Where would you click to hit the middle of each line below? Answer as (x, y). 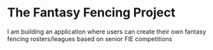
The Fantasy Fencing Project (91, 13)
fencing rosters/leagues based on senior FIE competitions (90, 38)
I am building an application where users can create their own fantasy (107, 32)
